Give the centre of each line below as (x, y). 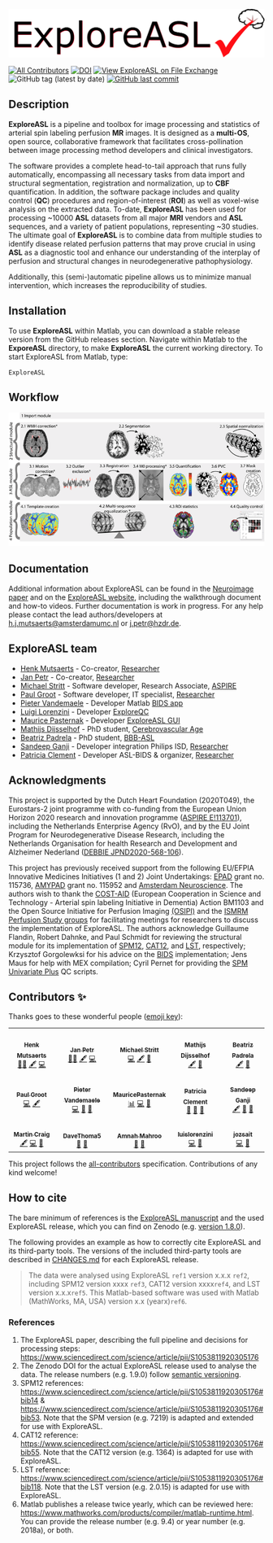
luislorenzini (195, 1134)
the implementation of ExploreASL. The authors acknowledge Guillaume (129, 928)
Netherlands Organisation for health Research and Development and (123, 843)
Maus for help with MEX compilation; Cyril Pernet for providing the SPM (128, 963)
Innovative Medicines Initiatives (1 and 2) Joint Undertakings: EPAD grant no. (136, 876)
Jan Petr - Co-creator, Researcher (77, 677)
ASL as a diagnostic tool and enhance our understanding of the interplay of (134, 252)
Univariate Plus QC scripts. (54, 971)
